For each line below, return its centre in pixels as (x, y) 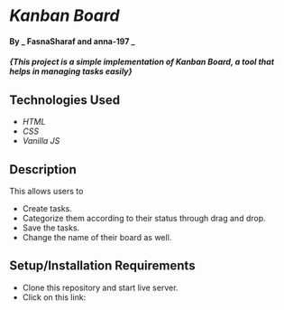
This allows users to (46, 191)
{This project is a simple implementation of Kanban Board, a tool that (142, 62)
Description (43, 169)
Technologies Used (64, 100)
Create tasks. (47, 208)
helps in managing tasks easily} (71, 71)
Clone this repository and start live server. (100, 287)
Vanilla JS (41, 141)
